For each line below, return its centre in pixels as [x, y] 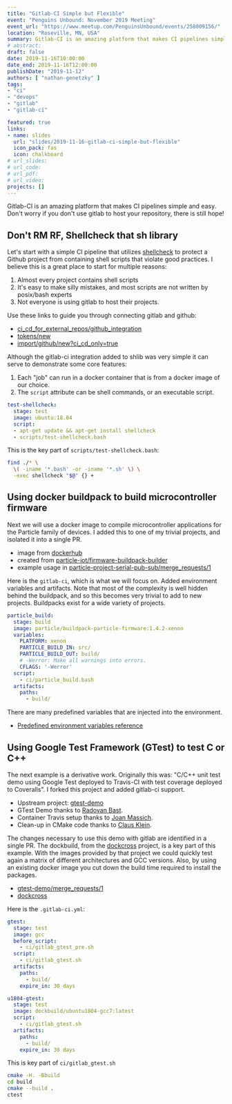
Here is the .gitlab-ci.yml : [46, 908]
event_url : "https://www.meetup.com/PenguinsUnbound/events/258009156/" [114, 26]
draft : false [26, 53]
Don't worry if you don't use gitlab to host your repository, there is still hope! [116, 213]
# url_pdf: [23, 173]
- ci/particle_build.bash [57, 680]
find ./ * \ [23, 463]
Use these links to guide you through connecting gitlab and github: [102, 316]
